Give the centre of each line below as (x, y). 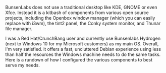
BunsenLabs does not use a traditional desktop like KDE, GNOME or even (81, 7)
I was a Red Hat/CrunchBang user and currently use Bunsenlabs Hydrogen (83, 38)
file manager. (19, 29)
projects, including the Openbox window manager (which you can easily (80, 18)
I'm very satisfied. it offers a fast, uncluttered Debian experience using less (83, 49)
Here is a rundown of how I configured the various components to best (79, 60)
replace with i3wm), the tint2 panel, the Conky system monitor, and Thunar (83, 23)
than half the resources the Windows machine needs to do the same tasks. (83, 54)
